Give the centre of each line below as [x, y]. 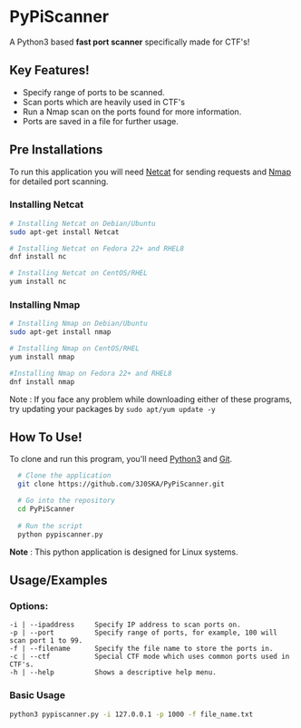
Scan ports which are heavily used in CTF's [104, 102]
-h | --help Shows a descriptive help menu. [113, 673]
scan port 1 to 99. [46, 641]
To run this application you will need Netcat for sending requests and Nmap [150, 172]
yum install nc [38, 282]
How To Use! [46, 438]
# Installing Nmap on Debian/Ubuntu [78, 324]
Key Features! [49, 70]
